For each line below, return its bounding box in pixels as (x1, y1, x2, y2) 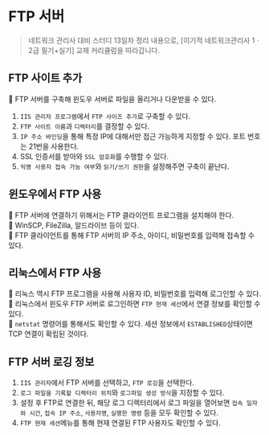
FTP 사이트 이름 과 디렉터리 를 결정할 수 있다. (19, 121, 150, 131)
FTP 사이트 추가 (8, 72, 83, 85)
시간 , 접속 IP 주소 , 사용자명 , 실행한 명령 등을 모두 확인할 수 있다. (29, 408, 219, 418)
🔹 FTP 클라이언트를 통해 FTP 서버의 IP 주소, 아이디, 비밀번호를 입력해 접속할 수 (8, 230, 255, 240)
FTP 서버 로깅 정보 (8, 355, 95, 368)
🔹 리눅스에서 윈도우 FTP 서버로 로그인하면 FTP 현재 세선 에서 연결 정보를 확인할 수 (8, 299, 261, 309)
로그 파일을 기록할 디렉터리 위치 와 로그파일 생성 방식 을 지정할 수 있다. (19, 388, 225, 398)
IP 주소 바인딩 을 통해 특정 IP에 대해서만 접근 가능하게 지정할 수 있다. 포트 (19, 131, 247, 141)
